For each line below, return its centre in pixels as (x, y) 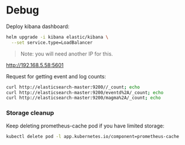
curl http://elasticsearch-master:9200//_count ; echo (73, 87)
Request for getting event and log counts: (56, 76)
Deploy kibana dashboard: (38, 26)
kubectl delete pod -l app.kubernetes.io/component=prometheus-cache (93, 136)
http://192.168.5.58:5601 (35, 65)
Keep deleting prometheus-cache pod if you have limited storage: (85, 126)
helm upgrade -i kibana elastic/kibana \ (57, 37)
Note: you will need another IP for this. (66, 54)
